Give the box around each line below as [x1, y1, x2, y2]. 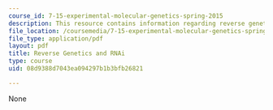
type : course [8, 57, 53, 66]
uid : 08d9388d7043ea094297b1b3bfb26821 [8, 65, 144, 73]
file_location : [8, 27, 60, 35]
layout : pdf [8, 42, 49, 50]
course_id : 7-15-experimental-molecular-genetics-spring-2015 [8, 11, 223, 20]
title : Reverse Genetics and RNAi [8, 49, 126, 57]
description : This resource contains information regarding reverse [8, 19, 245, 27]
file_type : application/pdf [8, 34, 104, 43]
